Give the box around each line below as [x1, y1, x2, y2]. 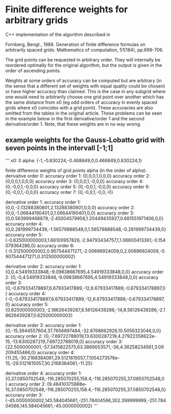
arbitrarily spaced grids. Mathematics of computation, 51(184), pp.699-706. [5, 47, 164, 53]
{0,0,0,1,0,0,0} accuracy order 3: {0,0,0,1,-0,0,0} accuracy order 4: [5, 178, 144, 184]
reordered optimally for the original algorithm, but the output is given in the [5, 62, 162, 68]
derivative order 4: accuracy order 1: [5, 370, 82, 376]
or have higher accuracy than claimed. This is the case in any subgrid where [5, 88, 166, 94]
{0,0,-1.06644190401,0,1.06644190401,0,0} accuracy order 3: [5, 210, 134, 216]
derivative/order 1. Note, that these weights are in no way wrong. [5, 121, 141, 127]
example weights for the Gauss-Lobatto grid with [5, 136, 165, 144]
